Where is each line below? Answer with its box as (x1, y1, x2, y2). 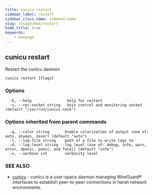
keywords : (5, 30, 26, 35)
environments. (12, 184, 42, 190)
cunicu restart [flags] (5, 76, 54, 80)
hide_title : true (5, 26, 41, 31)
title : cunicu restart (5, 7, 52, 12)
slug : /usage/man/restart (5, 21, 58, 26)
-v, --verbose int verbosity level (9, 151, 98, 156)
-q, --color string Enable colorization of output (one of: (9, 129, 149, 135)
